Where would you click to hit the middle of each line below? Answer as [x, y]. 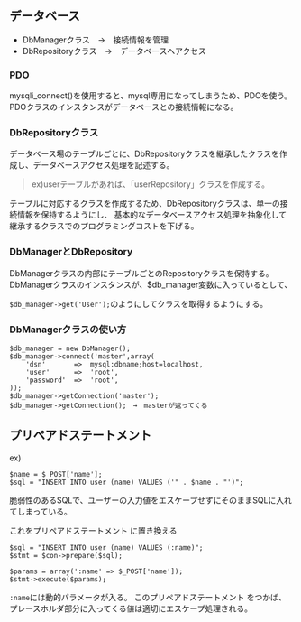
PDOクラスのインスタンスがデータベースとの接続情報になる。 [124, 107]
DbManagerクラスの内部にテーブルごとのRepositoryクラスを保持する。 [141, 273]
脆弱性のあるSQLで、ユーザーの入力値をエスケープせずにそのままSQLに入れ [151, 500]
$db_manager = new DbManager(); [70, 348]
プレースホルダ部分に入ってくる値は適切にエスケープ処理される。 [131, 608]
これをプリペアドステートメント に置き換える [93, 530]
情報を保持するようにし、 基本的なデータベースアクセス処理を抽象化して [152, 215]
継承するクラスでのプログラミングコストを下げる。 [104, 226]
